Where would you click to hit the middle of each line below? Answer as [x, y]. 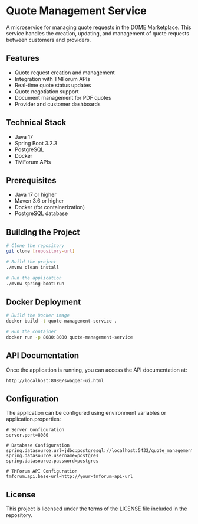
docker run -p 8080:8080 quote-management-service [70, 337]
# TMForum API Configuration [42, 471]
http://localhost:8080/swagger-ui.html [55, 380]
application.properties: [34, 419]
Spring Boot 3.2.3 [36, 143]
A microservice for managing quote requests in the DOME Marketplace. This [99, 27]
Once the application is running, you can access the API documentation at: [97, 370]
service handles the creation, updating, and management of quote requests [98, 33]
